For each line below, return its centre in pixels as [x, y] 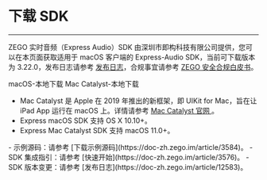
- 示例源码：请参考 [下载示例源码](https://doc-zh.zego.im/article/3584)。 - [131, 147]
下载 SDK [39, 16]
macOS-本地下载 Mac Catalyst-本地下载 [74, 83]
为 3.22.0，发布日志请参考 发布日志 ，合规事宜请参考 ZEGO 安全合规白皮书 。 [133, 67]
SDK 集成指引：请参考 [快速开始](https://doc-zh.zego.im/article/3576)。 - [129, 157]
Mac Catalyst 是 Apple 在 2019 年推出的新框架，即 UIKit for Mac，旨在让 [138, 101]
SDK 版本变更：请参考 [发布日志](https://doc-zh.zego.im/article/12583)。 [128, 167]
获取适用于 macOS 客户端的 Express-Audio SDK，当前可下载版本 [149, 57]
